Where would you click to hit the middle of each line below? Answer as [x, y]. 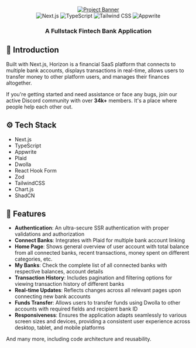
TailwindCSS [30, 183]
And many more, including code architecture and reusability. [79, 339]
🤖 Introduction [33, 50]
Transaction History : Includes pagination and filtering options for [93, 278]
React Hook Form [35, 170]
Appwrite [25, 151]
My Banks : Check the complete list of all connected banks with [91, 265]
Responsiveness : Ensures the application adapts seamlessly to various [101, 315]
